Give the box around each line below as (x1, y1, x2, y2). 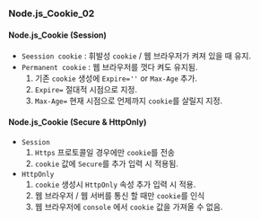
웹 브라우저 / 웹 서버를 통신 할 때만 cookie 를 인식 (34, 190, 205, 201)
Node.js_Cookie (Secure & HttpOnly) (8, 116, 147, 128)
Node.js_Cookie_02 (8, 7, 95, 20)
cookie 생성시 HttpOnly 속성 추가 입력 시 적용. (34, 179, 196, 190)
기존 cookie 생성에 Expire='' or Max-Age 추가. (34, 73, 198, 84)
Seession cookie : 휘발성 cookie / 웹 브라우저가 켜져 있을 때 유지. (21, 50, 252, 61)
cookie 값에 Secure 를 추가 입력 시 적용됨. (34, 158, 178, 169)
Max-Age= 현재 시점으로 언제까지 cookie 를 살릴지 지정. (34, 95, 223, 106)
